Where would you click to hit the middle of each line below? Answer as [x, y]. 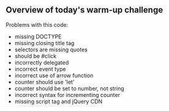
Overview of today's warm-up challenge [85, 10]
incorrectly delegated [42, 62]
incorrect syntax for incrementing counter [67, 95]
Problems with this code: [37, 24]
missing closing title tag [44, 43]
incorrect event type [40, 69]
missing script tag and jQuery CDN [58, 101]
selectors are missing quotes [51, 49]
